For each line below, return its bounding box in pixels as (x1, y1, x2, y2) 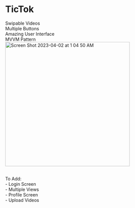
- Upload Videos (5, 197, 39, 203)
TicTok (5, 4, 34, 15)
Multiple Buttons (5, 25, 39, 31)
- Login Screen (5, 181, 36, 187)
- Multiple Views (5, 186, 39, 192)
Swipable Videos (5, 20, 40, 26)
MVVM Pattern (5, 36, 36, 42)
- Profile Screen (5, 191, 38, 197)
